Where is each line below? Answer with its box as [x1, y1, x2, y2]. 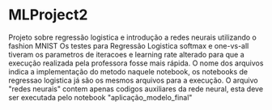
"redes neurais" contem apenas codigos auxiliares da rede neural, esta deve [8, 83, 264, 94]
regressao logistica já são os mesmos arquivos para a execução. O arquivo [8, 75, 258, 85]
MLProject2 [8, 6, 88, 24]
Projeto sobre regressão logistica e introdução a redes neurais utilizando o [8, 32, 257, 42]
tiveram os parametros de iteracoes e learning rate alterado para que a [8, 49, 244, 59]
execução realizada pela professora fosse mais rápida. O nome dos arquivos [8, 58, 264, 68]
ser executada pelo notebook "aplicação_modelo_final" [8, 92, 193, 102]
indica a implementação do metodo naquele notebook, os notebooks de [8, 66, 249, 76]
